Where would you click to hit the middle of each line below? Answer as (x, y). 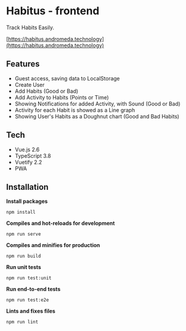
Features (23, 64)
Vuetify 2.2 (28, 162)
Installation (27, 187)
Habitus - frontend (53, 11)
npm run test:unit (29, 278)
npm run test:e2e (28, 300)
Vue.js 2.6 (27, 149)
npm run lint (22, 322)
